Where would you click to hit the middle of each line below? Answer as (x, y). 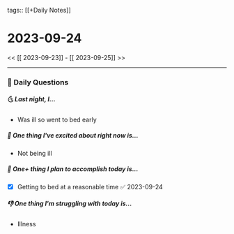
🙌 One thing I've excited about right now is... (73, 136)
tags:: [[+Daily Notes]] (39, 10)
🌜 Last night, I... (31, 99)
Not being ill (34, 153)
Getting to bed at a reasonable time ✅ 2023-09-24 (90, 187)
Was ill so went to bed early (57, 119)
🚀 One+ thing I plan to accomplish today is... (73, 169)
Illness (26, 224)
